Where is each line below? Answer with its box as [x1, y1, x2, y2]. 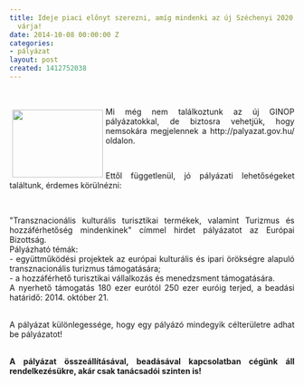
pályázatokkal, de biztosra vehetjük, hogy [105, 115, 295, 127]
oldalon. [105, 135, 136, 146]
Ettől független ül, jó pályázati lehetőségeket [105, 169, 296, 181]
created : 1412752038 [9, 64, 88, 73]
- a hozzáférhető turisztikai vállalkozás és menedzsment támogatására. [9, 273, 276, 284]
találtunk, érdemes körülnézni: [9, 179, 122, 190]
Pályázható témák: [9, 244, 79, 255]
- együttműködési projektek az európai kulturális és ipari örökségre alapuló [9, 253, 295, 264]
